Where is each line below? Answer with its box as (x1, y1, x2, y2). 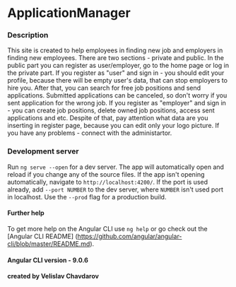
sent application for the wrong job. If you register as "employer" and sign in (7, 99, 226, 107)
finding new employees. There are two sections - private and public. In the (7, 54, 225, 62)
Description (7, 30, 49, 40)
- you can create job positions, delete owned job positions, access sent (7, 106, 216, 115)
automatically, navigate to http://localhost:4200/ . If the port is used (7, 177, 208, 186)
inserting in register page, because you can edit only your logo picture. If (7, 122, 220, 130)
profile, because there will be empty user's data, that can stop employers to (7, 76, 228, 85)
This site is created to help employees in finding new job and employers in (7, 46, 223, 54)
